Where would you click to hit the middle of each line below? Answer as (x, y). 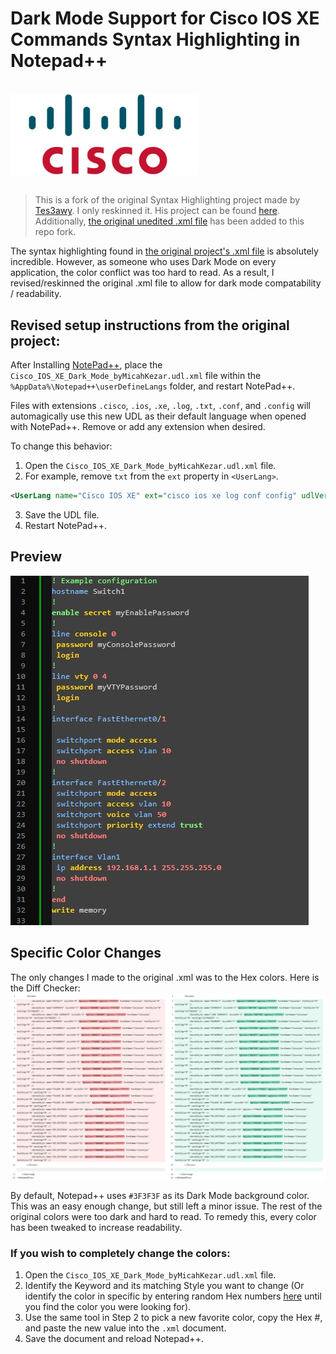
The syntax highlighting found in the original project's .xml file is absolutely (164, 251)
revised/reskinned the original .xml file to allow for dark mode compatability (166, 283)
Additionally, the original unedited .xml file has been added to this (169, 221)
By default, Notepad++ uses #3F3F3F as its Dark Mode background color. (160, 1195)
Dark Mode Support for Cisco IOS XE (165, 18)
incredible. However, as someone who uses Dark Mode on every (143, 262)
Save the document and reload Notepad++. (114, 1339)
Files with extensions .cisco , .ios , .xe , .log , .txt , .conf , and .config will (160, 406)
